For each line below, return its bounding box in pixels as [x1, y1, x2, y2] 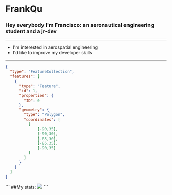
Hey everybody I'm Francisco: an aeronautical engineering [5, 22, 155, 29]
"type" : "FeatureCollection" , [10, 69, 74, 74]
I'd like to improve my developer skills [12, 50, 92, 56]
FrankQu [5, 3, 43, 15]
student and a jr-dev [5, 28, 57, 35]
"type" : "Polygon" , [24, 112, 66, 118]
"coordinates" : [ [24, 117, 60, 122]
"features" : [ [10, 74, 40, 80]
